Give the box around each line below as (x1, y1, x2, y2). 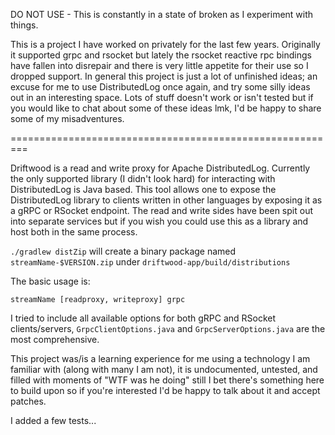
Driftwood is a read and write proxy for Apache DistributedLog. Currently (10, 162, 311, 174)
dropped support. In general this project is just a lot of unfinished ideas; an (10, 70, 318, 82)
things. (10, 19, 39, 31)
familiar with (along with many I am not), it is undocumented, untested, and (10, 364, 318, 375)
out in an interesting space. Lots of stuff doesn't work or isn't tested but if (10, 92, 314, 103)
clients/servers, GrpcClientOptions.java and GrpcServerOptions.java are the (10, 323, 326, 334)
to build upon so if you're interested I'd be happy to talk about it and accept (10, 385, 321, 396)
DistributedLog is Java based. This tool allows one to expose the (10, 184, 277, 195)
